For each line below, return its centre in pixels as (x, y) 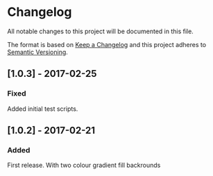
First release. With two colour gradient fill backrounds (84, 165)
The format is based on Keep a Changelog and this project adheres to (107, 44)
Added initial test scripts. (43, 109)
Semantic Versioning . (37, 52)
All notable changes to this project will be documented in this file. (101, 31)
